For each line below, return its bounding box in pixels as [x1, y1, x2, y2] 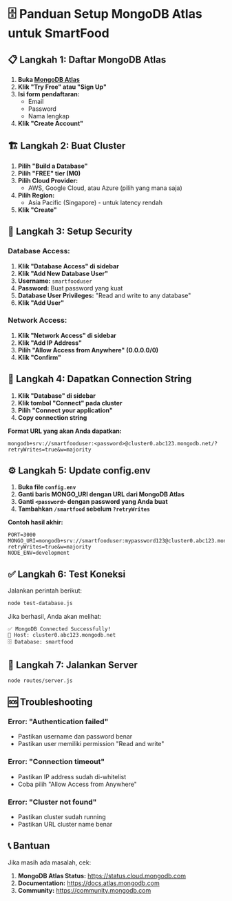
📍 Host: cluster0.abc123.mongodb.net [8, 632, 116, 639]
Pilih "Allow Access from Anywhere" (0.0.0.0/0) [17, 346, 159, 354]
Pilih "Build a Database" [17, 162, 88, 170]
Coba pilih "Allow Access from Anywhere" [17, 780, 137, 788]
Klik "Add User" [17, 298, 65, 307]
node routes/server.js [8, 677, 73, 684]
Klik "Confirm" [17, 353, 61, 361]
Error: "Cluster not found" [8, 797, 97, 807]
